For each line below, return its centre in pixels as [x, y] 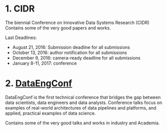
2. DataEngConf [39, 83]
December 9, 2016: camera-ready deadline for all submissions [76, 57]
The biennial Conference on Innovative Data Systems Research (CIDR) [77, 22]
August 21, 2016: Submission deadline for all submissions [71, 47]
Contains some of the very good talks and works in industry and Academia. [83, 122]
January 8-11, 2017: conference [45, 63]
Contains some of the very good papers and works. [58, 27]
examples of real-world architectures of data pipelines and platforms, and [81, 107]
